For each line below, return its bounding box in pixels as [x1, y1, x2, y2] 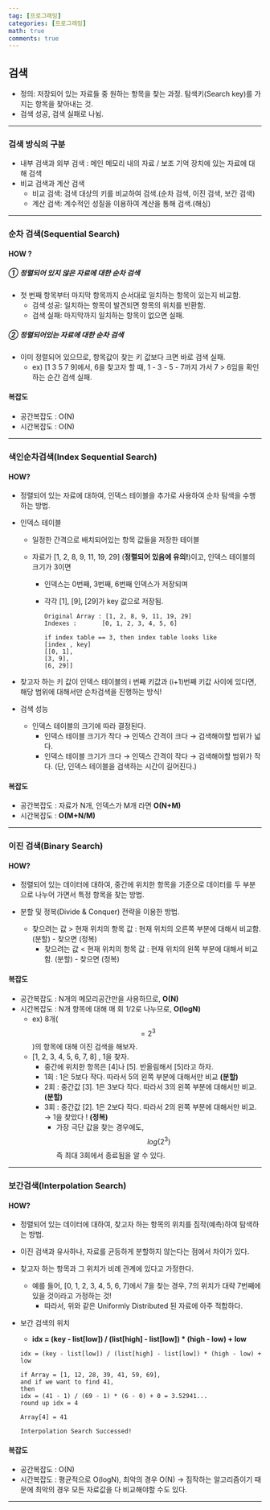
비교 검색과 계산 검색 [19, 179, 85, 188]
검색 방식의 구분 [8, 139, 66, 150]
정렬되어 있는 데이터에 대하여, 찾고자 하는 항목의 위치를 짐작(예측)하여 [19, 1219, 238, 1229]
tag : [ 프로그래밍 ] [8, 11, 62, 20]
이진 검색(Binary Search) [8, 841, 104, 852]
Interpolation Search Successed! [19, 1427, 133, 1436]
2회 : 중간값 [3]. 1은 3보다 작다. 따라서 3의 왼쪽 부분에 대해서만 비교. [43, 1082, 257, 1092]
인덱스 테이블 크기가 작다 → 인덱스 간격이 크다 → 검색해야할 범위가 [43, 731, 253, 741]
